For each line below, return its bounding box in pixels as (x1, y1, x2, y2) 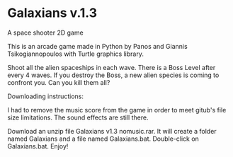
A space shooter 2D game (7, 28, 84, 37)
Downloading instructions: (7, 92, 84, 100)
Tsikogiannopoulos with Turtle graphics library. (7, 50, 144, 58)
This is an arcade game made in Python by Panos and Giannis (7, 42, 188, 50)
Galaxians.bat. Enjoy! (7, 141, 69, 150)
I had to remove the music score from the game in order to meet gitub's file (7, 105, 227, 114)
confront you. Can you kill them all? (7, 78, 110, 86)
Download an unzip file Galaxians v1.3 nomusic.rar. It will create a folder (7, 127, 217, 135)
